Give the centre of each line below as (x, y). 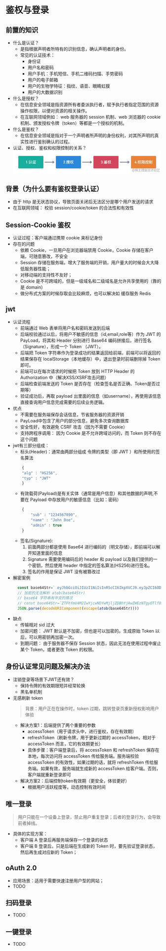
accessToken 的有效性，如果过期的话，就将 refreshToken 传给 (91, 762)
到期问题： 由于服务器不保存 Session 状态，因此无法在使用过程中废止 (91, 643)
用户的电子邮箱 (43, 80)
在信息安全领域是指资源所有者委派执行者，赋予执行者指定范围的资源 (89, 105)
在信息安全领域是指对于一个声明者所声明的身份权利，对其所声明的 (87, 136)
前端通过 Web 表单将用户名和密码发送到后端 (65, 328)
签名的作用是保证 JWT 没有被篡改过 (64, 571)
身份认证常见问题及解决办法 (48, 666)
